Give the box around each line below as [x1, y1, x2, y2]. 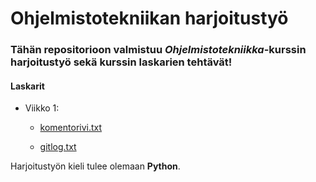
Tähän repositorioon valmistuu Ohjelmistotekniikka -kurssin [10, 43, 307, 57]
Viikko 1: [24, 102, 60, 114]
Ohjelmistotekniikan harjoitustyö [10, 7, 289, 30]
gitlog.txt [39, 141, 77, 153]
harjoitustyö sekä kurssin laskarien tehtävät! [10, 55, 233, 69]
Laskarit [10, 80, 45, 92]
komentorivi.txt [39, 122, 103, 134]
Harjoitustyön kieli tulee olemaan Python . [10, 160, 181, 172]
